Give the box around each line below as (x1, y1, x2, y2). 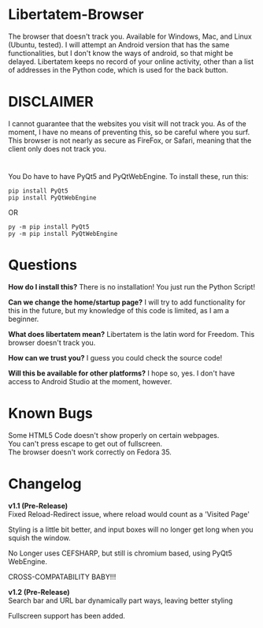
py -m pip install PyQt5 (8, 223, 90, 231)
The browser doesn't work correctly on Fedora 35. (8, 447, 172, 457)
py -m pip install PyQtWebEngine (8, 230, 118, 238)
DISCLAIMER (8, 93, 94, 111)
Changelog (8, 475, 82, 493)
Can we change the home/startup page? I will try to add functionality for (8, 297, 246, 307)
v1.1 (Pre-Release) (8, 501, 69, 510)
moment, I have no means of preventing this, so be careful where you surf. (8, 127, 250, 136)
